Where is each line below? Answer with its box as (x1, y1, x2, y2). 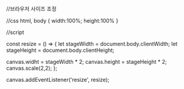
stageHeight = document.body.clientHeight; (6, 47, 115, 54)
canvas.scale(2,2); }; (6, 65, 58, 72)
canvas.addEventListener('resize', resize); (6, 76, 110, 83)
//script (6, 29, 25, 36)
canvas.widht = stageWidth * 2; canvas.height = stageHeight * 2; (6, 59, 167, 65)
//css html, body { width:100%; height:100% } (6, 17, 119, 24)
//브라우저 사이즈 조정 (6, 5, 57, 12)
